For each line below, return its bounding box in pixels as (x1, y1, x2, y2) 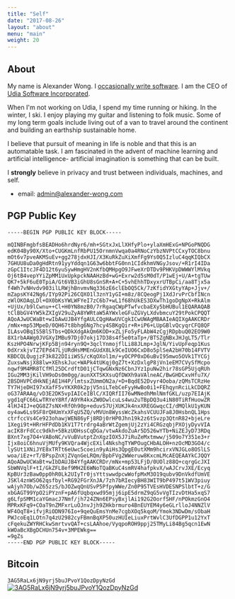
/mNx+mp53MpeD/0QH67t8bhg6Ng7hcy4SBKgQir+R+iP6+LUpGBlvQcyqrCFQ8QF (7, 322, 211, 329)
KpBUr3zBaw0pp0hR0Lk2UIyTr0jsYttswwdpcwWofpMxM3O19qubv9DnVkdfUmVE (7, 471, 211, 478)
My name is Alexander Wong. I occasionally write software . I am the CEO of (7, 82, 228, 90)
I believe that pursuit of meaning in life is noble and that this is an (7, 139, 197, 147)
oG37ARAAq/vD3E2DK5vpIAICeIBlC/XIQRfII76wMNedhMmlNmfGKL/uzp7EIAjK (7, 390, 211, 397)
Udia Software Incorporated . (7, 89, 91, 98)
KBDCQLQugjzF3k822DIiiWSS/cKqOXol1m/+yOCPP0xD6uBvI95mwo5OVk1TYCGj (7, 352, 211, 360)
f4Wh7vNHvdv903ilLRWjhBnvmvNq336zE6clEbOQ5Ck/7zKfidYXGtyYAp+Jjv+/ (7, 284, 211, 291)
